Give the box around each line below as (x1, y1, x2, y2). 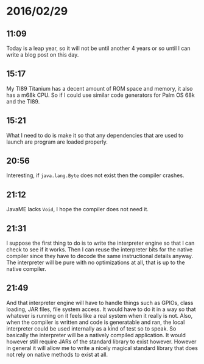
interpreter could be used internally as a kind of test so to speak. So (6, 324, 177, 332)
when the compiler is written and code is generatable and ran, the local (6, 318, 185, 326)
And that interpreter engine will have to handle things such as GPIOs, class (6, 299, 194, 306)
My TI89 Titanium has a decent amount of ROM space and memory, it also (6, 85, 193, 92)
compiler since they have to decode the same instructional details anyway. (6, 253, 194, 260)
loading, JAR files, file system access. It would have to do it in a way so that (6, 306, 196, 313)
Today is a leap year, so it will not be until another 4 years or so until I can (6, 44, 191, 52)
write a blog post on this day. (6, 51, 79, 58)
